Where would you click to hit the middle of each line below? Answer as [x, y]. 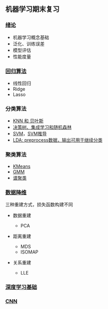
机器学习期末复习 [32, 9]
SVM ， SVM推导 [30, 134]
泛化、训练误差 [29, 44]
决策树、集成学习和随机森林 [42, 127]
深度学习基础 [21, 287]
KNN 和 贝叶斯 [28, 121]
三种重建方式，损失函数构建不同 [39, 204]
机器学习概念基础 [31, 37]
